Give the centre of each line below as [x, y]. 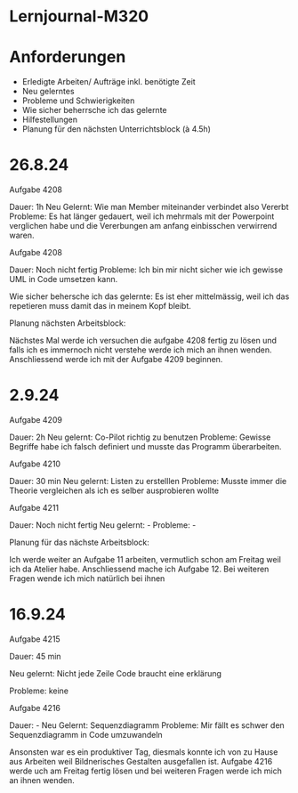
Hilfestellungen [50, 120]
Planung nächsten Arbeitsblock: [68, 323]
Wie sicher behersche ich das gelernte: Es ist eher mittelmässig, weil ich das [149, 296]
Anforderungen [68, 57]
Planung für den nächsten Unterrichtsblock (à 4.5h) [117, 129]
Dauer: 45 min [35, 656]
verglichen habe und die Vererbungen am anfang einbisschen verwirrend [143, 226]
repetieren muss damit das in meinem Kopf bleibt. [100, 306]
